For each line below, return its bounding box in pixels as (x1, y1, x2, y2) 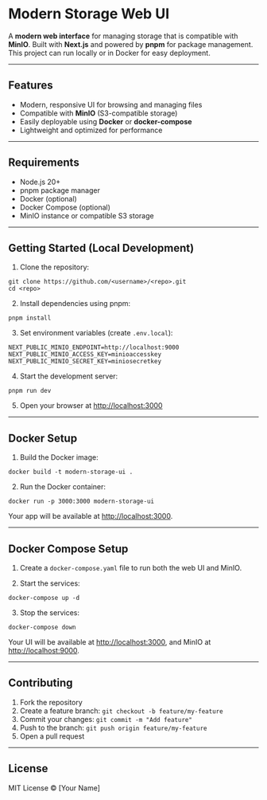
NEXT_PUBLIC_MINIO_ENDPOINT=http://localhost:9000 (8, 343, 180, 351)
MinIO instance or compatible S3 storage (19, 210, 154, 220)
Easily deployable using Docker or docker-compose (19, 116, 192, 126)
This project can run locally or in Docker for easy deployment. (8, 48, 211, 57)
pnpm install (8, 314, 52, 323)
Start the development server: (19, 371, 118, 381)
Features (8, 79, 53, 92)
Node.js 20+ (19, 177, 61, 186)
